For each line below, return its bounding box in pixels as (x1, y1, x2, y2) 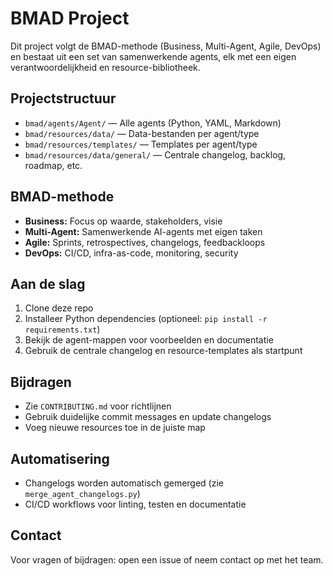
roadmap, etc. (24, 159, 83, 171)
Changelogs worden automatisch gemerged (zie (24, 477, 224, 489)
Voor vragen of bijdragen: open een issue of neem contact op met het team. (10, 553, 324, 566)
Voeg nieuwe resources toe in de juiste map (24, 422, 206, 434)
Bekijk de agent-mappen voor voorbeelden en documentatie (24, 334, 274, 346)
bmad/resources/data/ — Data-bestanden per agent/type (24, 127, 260, 139)
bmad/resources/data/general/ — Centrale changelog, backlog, (24, 148, 287, 161)
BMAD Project (10, 7, 130, 30)
